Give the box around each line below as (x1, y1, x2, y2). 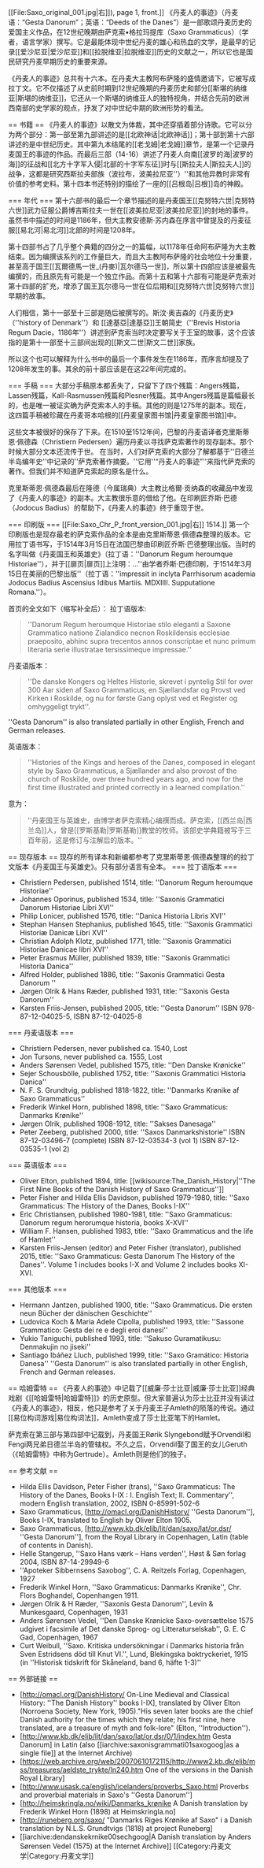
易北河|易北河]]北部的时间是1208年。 (20, 225, 140, 235)
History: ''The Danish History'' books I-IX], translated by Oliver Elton (19, 1698, 241, 1707)
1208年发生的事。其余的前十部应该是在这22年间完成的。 (8, 364, 191, 373)
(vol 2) (48, 1144, 70, 1153)
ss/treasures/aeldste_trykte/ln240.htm (19, 1765, 144, 1774)
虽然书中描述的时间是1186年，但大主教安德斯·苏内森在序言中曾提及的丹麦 (8, 216, 245, 225)
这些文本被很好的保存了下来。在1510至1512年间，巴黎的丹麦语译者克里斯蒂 (8, 427, 250, 436)
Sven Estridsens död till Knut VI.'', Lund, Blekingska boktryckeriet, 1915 (19, 1650, 249, 1658)
